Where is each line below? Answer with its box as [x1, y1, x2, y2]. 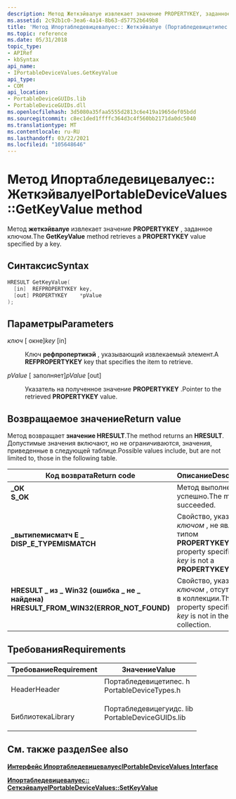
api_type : [7, 75, 37, 83]
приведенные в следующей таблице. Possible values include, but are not [7, 446, 221, 455]
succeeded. [176, 501, 216, 510]
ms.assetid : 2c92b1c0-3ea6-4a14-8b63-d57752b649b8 [7, 17, 159, 24]
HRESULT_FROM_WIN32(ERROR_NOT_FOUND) [11, 603, 171, 612]
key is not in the [176, 611, 229, 620]
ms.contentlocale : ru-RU [7, 128, 80, 135]
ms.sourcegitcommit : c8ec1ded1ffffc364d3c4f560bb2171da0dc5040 [7, 115, 197, 122]
